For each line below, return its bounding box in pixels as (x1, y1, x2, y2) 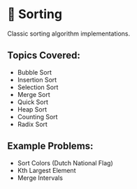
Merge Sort (17, 90, 50, 98)
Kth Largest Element (17, 166, 76, 174)
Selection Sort (17, 83, 59, 91)
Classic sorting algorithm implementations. (7, 29, 131, 38)
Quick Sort (17, 98, 49, 106)
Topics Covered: (7, 50, 80, 61)
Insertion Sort (17, 75, 57, 84)
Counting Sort (17, 112, 58, 121)
